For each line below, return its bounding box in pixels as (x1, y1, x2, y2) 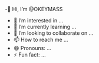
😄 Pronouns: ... (13, 45, 52, 51)
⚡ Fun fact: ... (13, 51, 46, 58)
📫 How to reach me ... (13, 36, 68, 43)
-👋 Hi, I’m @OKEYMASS (5, 6, 63, 12)
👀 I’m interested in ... (13, 17, 64, 24)
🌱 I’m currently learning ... (13, 24, 77, 30)
